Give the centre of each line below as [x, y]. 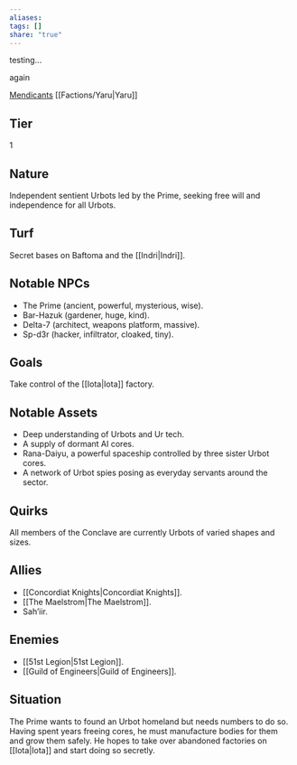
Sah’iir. [35, 611]
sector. [35, 482]
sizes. [20, 542]
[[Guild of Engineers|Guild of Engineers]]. [99, 671]
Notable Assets [54, 412]
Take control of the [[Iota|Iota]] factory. [82, 384]
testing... [26, 61]
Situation [35, 700]
